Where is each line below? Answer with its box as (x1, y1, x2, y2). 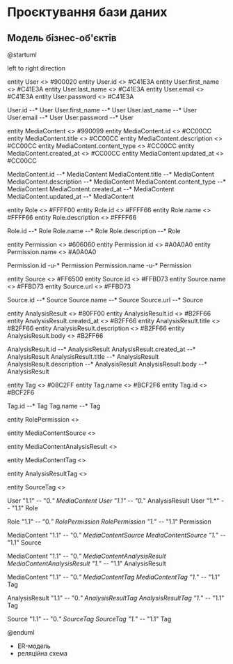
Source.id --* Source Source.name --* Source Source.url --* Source (7, 296, 204, 304)
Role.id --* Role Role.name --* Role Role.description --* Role (7, 227, 181, 235)
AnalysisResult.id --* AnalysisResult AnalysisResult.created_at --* (7, 345, 196, 353)
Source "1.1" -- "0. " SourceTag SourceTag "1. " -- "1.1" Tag (7, 615, 172, 623)
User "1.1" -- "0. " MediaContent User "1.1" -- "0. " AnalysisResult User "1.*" (7, 496, 220, 505)
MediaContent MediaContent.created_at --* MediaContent (7, 185, 175, 193)
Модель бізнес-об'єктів (7, 32, 117, 44)
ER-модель (17, 642, 51, 650)
